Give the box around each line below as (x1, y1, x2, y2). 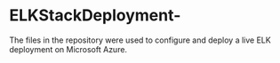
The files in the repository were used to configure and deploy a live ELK (9, 35, 271, 45)
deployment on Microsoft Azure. (9, 43, 127, 54)
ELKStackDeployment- (9, 5, 181, 26)
